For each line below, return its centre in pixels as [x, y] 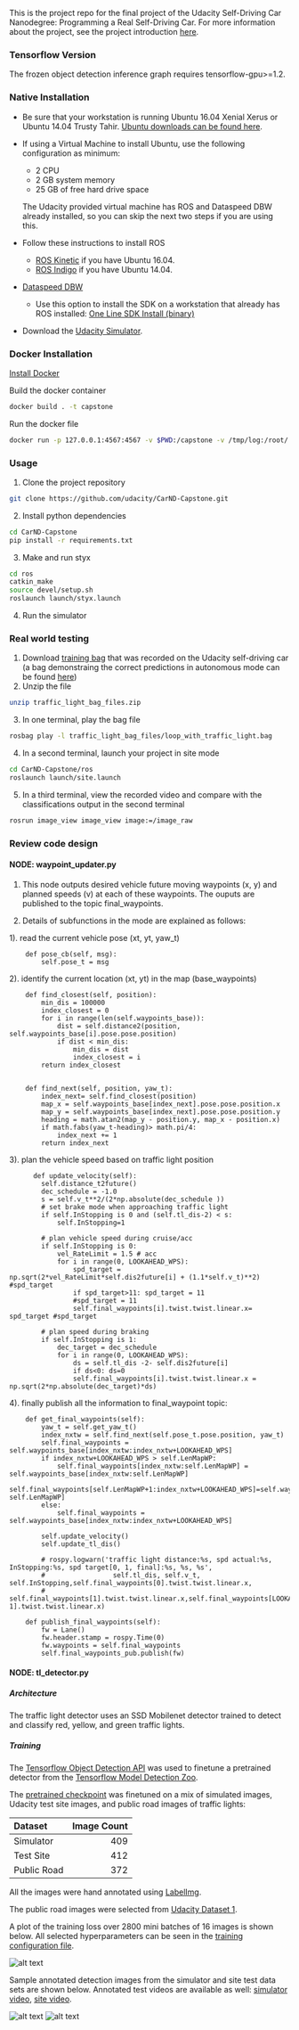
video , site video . [41, 1999]
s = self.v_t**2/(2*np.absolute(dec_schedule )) [133, 1199]
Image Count [101, 1826]
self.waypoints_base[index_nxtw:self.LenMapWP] [99, 1474]
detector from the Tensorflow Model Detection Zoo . [104, 1778]
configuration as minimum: [71, 153]
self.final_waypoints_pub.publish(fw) [113, 1653]
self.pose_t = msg [75, 962]
